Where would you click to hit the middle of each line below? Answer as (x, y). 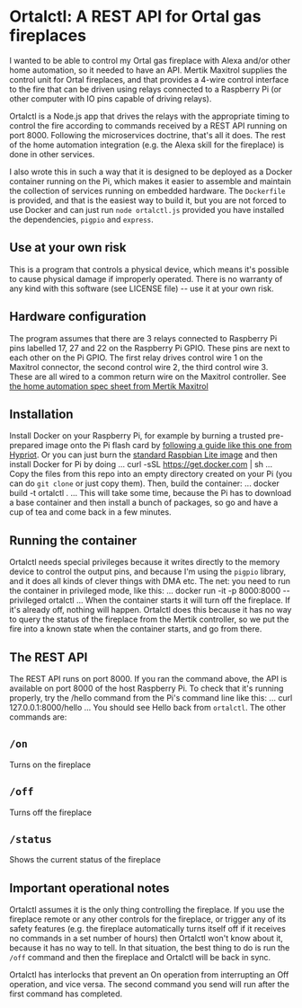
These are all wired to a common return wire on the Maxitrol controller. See (148, 376)
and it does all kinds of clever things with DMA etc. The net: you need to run (150, 581)
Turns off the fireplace (51, 812)
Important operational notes (89, 888)
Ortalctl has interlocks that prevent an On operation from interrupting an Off (149, 975)
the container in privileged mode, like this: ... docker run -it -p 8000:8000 (145, 591)
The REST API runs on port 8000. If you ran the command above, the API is (148, 679)
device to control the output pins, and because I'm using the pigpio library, (148, 571)
